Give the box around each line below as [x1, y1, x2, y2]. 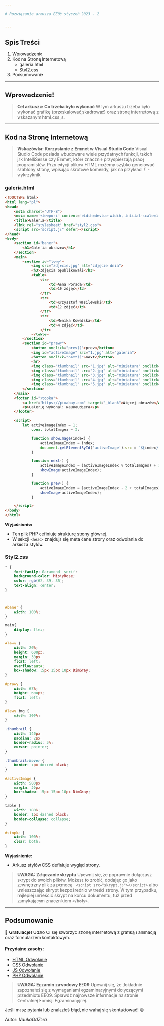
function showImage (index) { [31, 436, 91, 441]
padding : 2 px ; [14, 736, 42, 740]
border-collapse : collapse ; [14, 816, 71, 822]
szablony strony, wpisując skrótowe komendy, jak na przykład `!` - [17, 167, 150, 173]
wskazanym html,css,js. [17, 114, 65, 120]
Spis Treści [5, 38, 40, 47]
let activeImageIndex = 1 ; [22, 423, 78, 428]
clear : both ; [14, 839, 41, 844]
